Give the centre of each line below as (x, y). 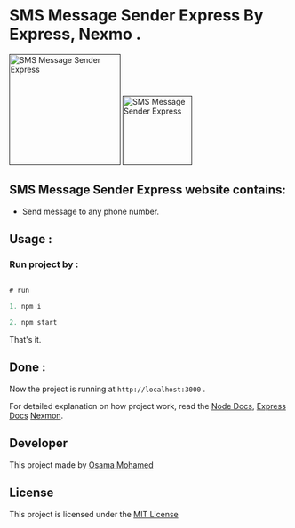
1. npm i (25, 307)
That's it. (25, 340)
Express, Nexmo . (76, 34)
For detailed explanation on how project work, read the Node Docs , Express (148, 406)
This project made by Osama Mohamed (81, 465)
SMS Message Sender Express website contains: (147, 190)
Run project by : (44, 264)
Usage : (31, 239)
